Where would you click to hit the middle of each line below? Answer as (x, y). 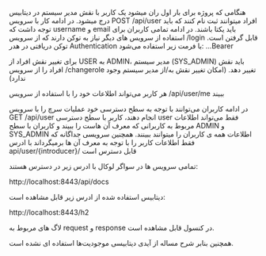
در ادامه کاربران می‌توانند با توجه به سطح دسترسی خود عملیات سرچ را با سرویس (129, 109)
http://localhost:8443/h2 (49, 212)
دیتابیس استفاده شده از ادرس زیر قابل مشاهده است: (87, 197)
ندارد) (17, 78)
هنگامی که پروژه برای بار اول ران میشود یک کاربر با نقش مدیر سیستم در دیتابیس (127, 12)
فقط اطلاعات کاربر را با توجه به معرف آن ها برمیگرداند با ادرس (102, 142)
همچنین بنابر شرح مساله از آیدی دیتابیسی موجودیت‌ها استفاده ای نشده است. (122, 243)
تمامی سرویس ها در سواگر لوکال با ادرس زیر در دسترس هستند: (104, 166)
